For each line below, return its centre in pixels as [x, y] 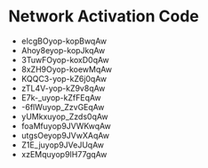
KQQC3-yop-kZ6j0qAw [64, 78]
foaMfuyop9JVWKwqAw [66, 125]
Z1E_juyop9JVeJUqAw [62, 145]
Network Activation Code [104, 16]
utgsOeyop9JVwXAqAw [65, 135]
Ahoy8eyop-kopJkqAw [63, 50]
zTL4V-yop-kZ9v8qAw [63, 88]
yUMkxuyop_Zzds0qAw [64, 116]
